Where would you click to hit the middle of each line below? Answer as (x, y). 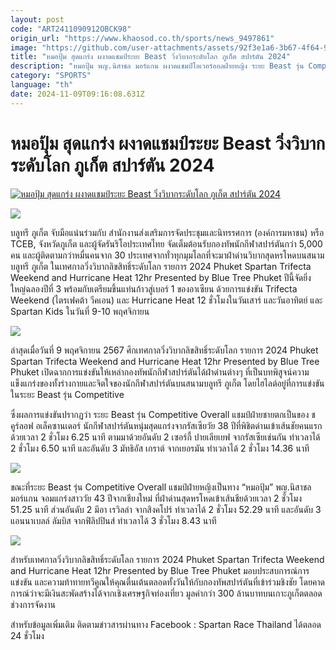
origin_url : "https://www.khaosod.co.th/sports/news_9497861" (142, 38)
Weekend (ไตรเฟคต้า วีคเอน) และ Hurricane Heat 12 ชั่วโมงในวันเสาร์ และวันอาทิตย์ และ (166, 300)
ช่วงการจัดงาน (33, 604)
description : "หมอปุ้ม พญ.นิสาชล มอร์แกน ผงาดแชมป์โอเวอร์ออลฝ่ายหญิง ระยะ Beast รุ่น (157, 66)
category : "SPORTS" (51, 76)
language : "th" (42, 85)
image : (24, 47)
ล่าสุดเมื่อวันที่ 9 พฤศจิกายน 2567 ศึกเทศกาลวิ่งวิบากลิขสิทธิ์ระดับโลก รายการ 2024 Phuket (164, 350)
